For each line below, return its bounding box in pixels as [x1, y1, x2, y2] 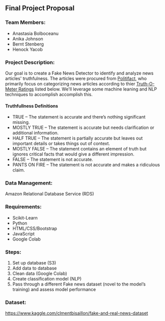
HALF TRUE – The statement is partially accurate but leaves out [12, 135, 143, 141]
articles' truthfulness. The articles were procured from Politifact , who [5, 75, 147, 81]
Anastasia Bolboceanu [12, 30, 59, 36]
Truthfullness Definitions [5, 102, 58, 109]
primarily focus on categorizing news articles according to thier [5, 80, 136, 86]
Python [12, 220, 27, 226]
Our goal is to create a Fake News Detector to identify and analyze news [5, 70, 154, 76]
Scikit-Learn [12, 214, 38, 220]
